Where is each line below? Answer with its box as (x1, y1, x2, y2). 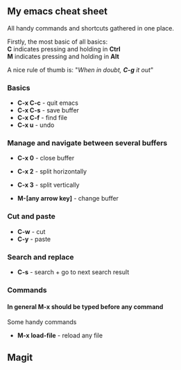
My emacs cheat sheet (7, 6, 107, 17)
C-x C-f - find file (17, 114, 68, 122)
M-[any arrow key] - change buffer (17, 194, 119, 203)
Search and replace (7, 252, 74, 262)
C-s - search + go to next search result (17, 268, 130, 276)
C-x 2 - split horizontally (17, 167, 87, 176)
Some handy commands (7, 318, 77, 326)
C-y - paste (17, 235, 51, 243)
